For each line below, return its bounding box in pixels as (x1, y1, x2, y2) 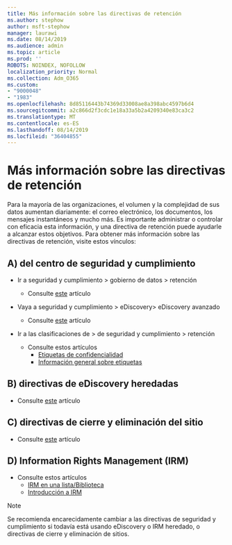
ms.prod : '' (7, 56, 42, 62)
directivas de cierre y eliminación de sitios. (7, 530, 130, 538)
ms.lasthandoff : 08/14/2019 (7, 126, 89, 133)
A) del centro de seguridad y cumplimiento (7, 258, 196, 269)
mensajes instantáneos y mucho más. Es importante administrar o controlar (7, 215, 224, 224)
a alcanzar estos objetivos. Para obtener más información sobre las (7, 230, 200, 238)
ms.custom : (7, 81, 39, 88)
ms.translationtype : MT (7, 113, 76, 120)
